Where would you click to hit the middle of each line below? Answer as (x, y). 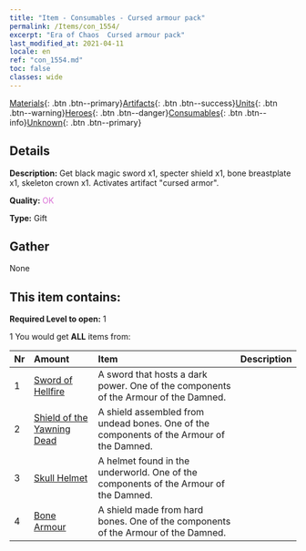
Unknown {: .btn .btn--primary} (84, 122)
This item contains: (65, 297)
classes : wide (36, 77)
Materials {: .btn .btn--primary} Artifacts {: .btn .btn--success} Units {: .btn (143, 103)
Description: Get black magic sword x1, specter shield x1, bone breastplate (150, 173)
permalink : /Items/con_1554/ (65, 26)
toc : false (30, 69)
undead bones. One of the (154, 423)
